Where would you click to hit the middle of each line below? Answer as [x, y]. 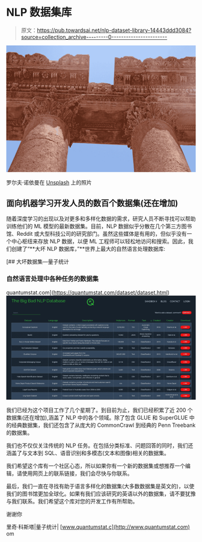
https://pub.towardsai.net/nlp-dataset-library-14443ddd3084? [114, 30]
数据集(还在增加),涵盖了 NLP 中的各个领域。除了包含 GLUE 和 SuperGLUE [97, 418]
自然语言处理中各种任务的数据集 [53, 279]
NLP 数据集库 [39, 12]
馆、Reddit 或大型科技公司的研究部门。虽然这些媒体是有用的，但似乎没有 [97, 234]
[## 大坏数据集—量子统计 [38, 262]
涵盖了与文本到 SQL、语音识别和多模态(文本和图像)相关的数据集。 [88, 453]
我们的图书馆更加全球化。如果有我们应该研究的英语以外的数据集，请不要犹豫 [101, 494]
